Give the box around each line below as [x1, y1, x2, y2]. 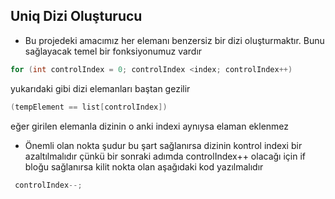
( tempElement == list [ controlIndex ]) [10, 102, 168, 112]
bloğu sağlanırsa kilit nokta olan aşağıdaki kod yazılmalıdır [24, 160, 264, 173]
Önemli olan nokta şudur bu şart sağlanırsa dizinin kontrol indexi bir [24, 139, 303, 151]
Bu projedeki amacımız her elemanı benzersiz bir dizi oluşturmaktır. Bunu [24, 34, 325, 46]
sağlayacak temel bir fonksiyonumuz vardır [24, 45, 203, 57]
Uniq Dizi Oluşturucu [10, 8, 143, 25]
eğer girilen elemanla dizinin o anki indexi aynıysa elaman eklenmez [10, 120, 290, 132]
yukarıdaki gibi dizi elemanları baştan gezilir [10, 82, 191, 94]
